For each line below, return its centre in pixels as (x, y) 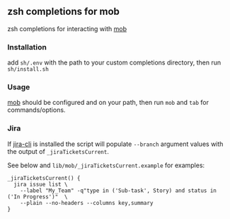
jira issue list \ (41, 184)
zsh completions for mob (64, 12)
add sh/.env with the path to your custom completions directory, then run (114, 62)
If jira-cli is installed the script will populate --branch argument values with (115, 144)
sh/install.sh (28, 69)
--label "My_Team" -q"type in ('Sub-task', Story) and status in (119, 191)
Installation (27, 47)
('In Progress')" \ (38, 197)
